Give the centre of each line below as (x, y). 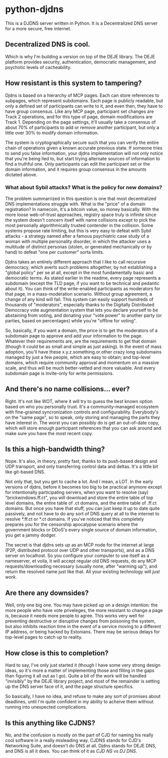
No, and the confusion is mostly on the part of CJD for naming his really (79, 735)
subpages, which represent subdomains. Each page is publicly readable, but (84, 100)
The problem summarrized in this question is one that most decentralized (81, 198)
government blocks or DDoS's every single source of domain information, (81, 530)
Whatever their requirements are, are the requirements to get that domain (81, 341)
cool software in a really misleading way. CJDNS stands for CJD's (73, 740)
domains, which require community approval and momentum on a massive (82, 362)
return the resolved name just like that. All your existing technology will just (82, 572)
